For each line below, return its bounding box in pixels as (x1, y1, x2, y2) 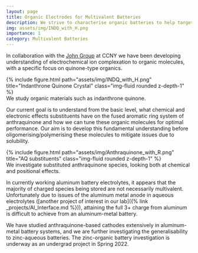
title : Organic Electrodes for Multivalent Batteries (6, 14, 141, 20)
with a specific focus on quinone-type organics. (6, 65, 123, 71)
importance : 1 (6, 31, 41, 36)
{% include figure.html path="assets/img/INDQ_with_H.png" (6, 76, 152, 83)
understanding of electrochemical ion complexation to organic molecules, (6, 58, 185, 65)
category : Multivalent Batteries (6, 36, 88, 42)
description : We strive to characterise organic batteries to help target (6, 19, 194, 25)
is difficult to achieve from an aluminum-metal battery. (6, 210, 138, 217)
